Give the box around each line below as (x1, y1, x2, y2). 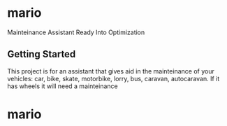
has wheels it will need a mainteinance (7, 82, 118, 90)
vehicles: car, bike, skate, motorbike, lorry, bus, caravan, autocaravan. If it (7, 74, 220, 83)
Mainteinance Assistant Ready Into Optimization (7, 28, 145, 36)
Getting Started (7, 48, 76, 60)
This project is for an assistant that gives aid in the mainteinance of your (7, 66, 214, 75)
